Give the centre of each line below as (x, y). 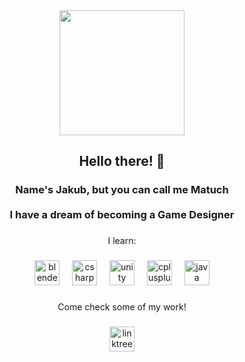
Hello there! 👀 (122, 161)
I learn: (122, 241)
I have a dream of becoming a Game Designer (122, 215)
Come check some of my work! (122, 307)
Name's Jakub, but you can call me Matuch (122, 190)
